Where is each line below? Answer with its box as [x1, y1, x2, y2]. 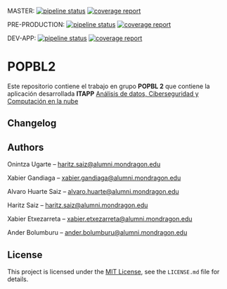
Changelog [7, 117, 57, 130]
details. [7, 275, 29, 283]
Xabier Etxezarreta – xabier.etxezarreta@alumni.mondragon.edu [7, 215, 193, 223]
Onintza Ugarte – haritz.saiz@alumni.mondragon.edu [7, 160, 161, 168]
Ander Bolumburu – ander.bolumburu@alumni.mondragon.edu [7, 228, 188, 237]
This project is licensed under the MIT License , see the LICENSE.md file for [7, 267, 220, 276]
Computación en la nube [7, 97, 79, 105]
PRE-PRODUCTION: [7, 20, 65, 28]
